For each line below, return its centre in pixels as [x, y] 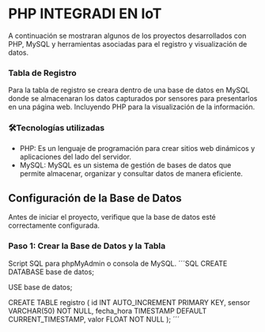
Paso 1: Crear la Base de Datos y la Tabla [87, 246]
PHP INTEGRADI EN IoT [85, 14]
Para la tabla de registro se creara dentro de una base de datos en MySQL [129, 90]
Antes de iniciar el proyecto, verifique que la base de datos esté [112, 217]
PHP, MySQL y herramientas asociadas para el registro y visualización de [128, 43]
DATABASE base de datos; [51, 272]
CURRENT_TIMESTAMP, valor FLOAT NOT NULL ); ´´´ [94, 319]
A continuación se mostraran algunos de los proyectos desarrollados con [127, 36]
